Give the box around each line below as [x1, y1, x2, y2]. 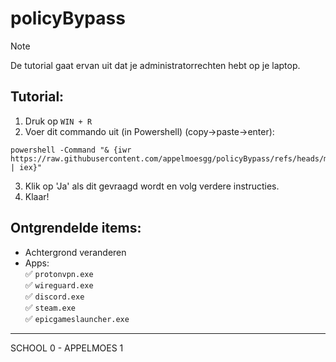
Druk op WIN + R [24, 115, 93, 127]
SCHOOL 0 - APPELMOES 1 [10, 342, 124, 354]
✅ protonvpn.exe [24, 267, 94, 279]
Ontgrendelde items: [10, 220, 142, 237]
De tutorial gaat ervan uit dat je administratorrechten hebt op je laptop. [10, 59, 301, 71]
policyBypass [10, 7, 126, 30]
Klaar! [24, 190, 50, 202]
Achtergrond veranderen [24, 246, 127, 258]
